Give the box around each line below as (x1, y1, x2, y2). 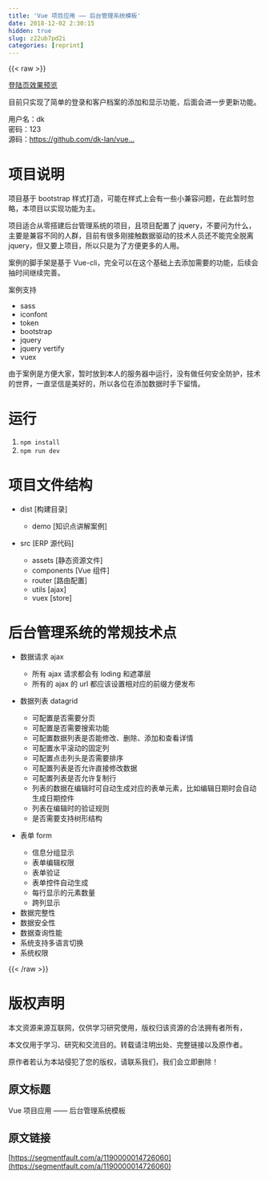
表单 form (19, 830, 52, 840)
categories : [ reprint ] (8, 42, 84, 50)
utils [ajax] (31, 584, 66, 594)
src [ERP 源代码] (19, 538, 74, 548)
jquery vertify (19, 344, 65, 353)
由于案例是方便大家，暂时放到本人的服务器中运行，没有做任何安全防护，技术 (8, 369, 261, 378)
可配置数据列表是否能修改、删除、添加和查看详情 (31, 732, 194, 743)
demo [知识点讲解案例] (31, 521, 108, 531)
